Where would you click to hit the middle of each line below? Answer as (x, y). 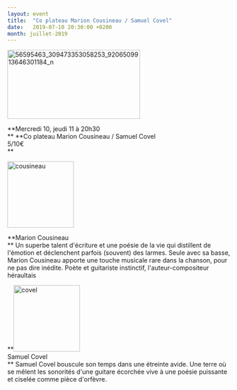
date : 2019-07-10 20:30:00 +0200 (60, 27)
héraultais (22, 275)
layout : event (28, 14)
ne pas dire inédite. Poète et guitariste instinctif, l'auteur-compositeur (108, 268)
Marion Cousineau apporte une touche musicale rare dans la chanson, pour (117, 260)
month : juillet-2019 (38, 34)
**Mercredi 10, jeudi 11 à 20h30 (54, 129)
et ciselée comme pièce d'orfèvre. (57, 379)
